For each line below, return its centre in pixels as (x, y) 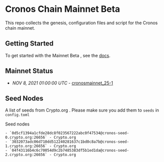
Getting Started (29, 44)
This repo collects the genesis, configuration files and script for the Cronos (82, 23)
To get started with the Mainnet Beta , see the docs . (58, 55)
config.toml (17, 115)
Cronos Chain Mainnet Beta (62, 9)
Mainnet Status (29, 71)
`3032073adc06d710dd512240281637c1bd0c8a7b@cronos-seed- (69, 142)
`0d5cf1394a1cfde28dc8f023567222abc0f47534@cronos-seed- (69, 133)
